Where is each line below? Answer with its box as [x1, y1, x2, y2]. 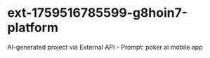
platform [7, 20, 58, 36]
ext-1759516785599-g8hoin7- [7, 5, 188, 21]
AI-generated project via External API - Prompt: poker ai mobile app [7, 43, 203, 51]
